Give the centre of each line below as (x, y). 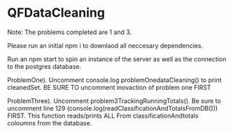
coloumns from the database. (50, 123)
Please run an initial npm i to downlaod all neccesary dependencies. (105, 45)
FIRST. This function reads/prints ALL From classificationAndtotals (103, 116)
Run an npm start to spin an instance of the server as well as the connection (117, 59)
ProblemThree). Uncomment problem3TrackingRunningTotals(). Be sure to (114, 101)
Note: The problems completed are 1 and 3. (70, 32)
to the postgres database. (44, 66)
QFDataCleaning (56, 13)
